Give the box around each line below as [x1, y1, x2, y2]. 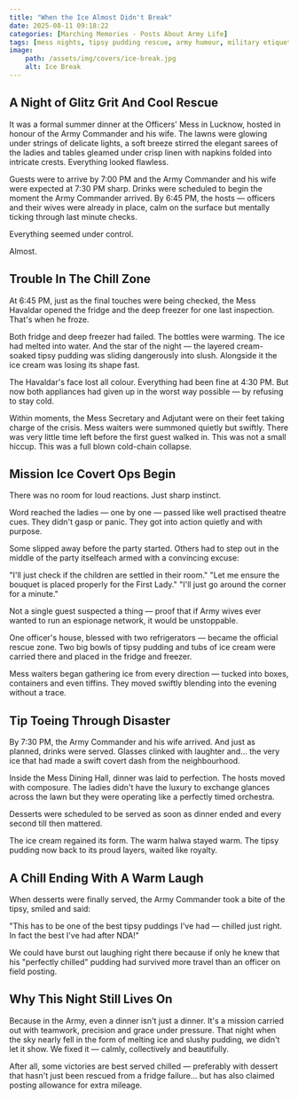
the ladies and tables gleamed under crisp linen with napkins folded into [9, 147, 272, 158]
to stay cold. [9, 396, 55, 406]
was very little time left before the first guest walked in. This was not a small [9, 431, 286, 442]
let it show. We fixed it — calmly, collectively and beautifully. [9, 1043, 229, 1054]
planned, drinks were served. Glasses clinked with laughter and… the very [9, 746, 280, 757]
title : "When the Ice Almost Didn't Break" [9, 12, 173, 22]
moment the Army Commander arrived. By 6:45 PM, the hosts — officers [9, 192, 276, 203]
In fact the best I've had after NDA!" [9, 930, 139, 940]
